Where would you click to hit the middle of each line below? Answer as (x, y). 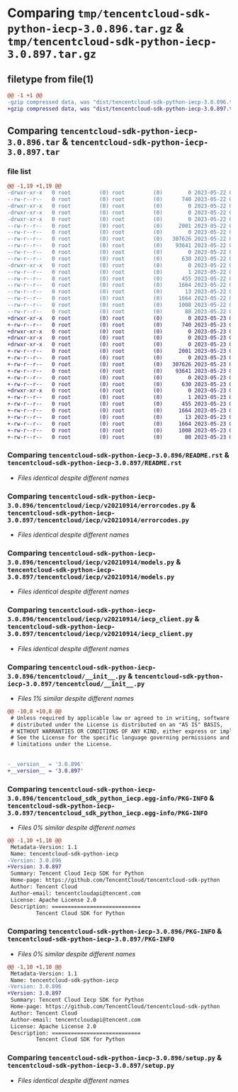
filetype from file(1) (51, 79)
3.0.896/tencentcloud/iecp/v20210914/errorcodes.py (98, 505)
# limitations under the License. (61, 744)
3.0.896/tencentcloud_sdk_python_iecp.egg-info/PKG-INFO (108, 798)
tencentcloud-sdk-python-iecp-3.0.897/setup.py (91, 1066)
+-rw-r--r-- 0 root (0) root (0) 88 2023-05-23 (117, 437)
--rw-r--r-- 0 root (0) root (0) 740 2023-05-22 (117, 200)
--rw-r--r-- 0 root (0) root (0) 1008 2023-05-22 (117, 305)
